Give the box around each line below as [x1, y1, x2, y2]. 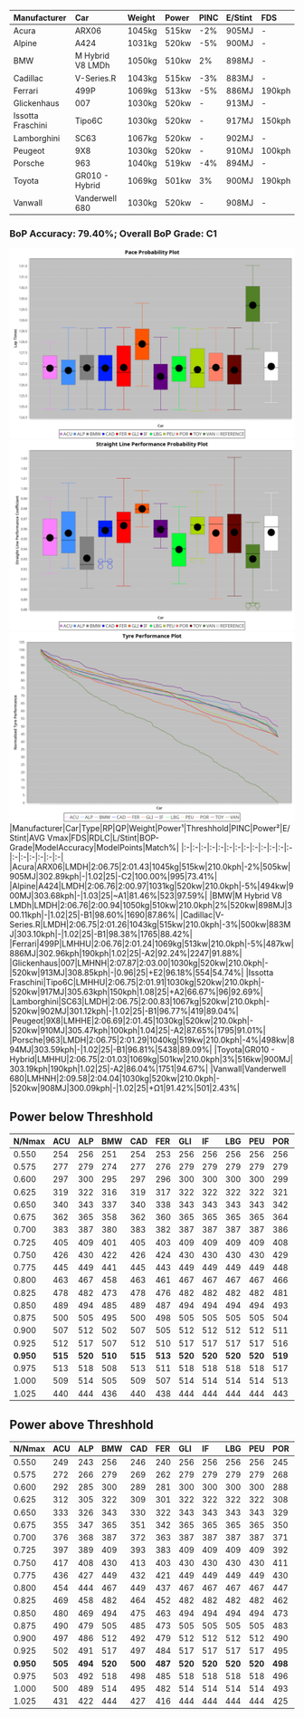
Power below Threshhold [9, 1109, 154, 1124]
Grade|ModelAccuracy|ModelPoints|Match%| [9, 842, 179, 853]
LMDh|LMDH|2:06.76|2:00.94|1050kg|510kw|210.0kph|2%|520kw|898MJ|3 [9, 900, 292, 911]
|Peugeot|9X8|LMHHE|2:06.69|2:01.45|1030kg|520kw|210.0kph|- [9, 1015, 253, 1026]
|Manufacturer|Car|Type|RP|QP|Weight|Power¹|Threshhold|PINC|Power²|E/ [9, 823, 291, 834]
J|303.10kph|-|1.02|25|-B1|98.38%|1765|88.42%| [9, 929, 193, 940]
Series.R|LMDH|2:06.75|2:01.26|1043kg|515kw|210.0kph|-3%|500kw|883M [9, 919, 291, 930]
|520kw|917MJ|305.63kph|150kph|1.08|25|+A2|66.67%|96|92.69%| [9, 986, 264, 997]
